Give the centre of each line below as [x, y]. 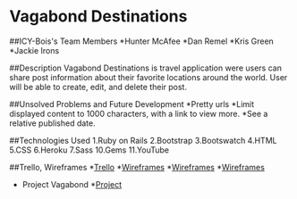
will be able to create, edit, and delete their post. [98, 87]
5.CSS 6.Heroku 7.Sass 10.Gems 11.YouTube [89, 150]
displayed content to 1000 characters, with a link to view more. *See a [139, 113]
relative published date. [52, 123]
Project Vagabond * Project [72, 184]
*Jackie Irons [34, 50]
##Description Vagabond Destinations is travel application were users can [145, 68]
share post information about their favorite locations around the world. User [148, 77]
